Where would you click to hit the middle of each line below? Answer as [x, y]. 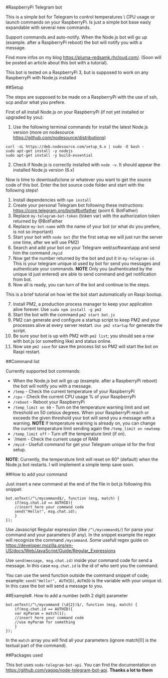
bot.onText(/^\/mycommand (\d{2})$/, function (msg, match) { [72, 605]
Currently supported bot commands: [43, 371]
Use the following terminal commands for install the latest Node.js [81, 127]
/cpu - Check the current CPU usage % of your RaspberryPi [74, 397]
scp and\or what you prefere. [36, 102]
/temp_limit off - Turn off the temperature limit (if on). [69, 434]
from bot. [22, 279]
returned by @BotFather [38, 221]
